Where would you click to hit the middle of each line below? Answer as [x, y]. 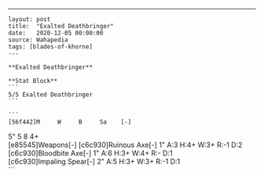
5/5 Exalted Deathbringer [50, 95]
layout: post [29, 20]
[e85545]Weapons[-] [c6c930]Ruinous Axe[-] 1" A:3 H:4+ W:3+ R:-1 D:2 [125, 145]
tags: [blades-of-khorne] [50, 47]
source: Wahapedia [38, 40]
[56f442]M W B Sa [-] [70, 122]
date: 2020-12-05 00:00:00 [56, 33]
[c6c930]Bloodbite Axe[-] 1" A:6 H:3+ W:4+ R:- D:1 [90, 153]
